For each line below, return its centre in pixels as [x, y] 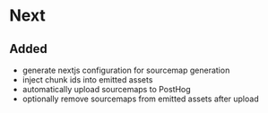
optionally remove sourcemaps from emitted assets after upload [140, 99]
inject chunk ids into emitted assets [87, 80]
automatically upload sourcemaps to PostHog [106, 89]
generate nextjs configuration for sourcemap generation [126, 70]
